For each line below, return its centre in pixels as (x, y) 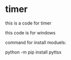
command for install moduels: (36, 42)
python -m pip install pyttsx (33, 52)
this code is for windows (30, 32)
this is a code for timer (28, 23)
